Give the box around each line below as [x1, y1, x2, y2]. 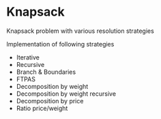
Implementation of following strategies [6, 40, 115, 48]
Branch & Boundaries [16, 68, 76, 76]
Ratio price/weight [16, 104, 68, 112]
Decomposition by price [16, 96, 84, 105]
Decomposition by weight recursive [16, 90, 117, 98]
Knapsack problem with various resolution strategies [6, 27, 154, 35]
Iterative [16, 53, 40, 62]
